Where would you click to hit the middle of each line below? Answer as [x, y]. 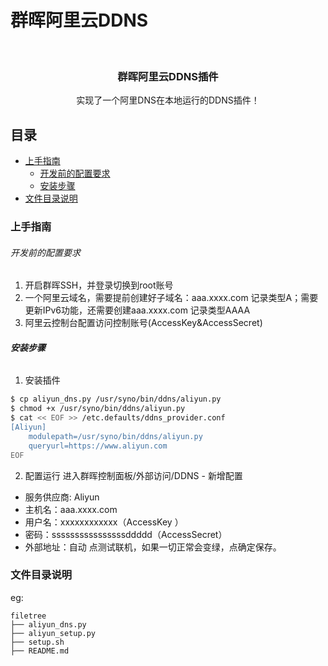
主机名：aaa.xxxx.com [71, 509]
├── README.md [40, 651]
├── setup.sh [37, 642]
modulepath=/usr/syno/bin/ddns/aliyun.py [115, 436]
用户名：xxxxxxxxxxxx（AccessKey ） [104, 522]
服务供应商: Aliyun [62, 497]
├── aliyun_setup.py [53, 633]
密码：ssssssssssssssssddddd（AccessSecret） [126, 534]
